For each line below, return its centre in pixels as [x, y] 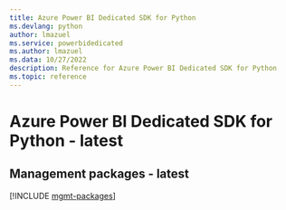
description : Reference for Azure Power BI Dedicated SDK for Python [143, 69]
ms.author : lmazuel [46, 52]
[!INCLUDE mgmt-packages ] [62, 196]
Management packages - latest [100, 174]
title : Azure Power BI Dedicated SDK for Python [103, 18]
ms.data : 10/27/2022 [48, 60]
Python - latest [67, 140]
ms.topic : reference [48, 77]
